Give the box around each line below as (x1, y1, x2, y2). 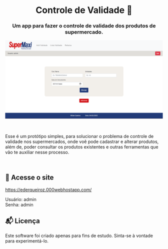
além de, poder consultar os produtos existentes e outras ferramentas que (5, 144, 158, 149)
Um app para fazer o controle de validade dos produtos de (12, 22, 156, 29)
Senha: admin (5, 201, 33, 207)
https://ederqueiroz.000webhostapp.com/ (5, 186, 92, 192)
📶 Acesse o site (5, 173, 54, 182)
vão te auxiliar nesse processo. (5, 149, 69, 155)
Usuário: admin (5, 196, 36, 202)
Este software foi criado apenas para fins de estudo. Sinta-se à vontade (5, 232, 153, 238)
